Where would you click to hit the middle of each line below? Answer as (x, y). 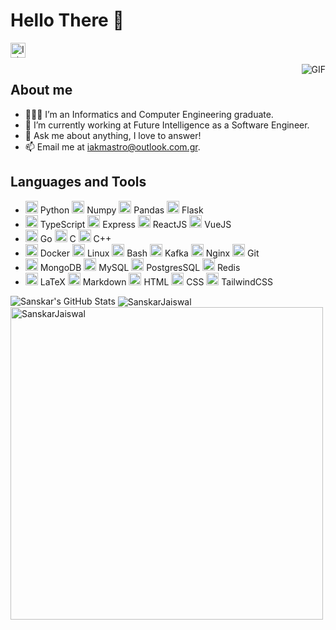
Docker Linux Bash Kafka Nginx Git (149, 253)
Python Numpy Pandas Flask (121, 210)
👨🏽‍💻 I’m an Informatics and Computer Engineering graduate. (149, 114)
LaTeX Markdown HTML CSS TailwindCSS (156, 281)
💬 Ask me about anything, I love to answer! (113, 135)
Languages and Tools (78, 182)
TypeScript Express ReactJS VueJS (135, 224)
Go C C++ (75, 238)
